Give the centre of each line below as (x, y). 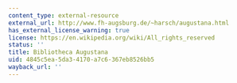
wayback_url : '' (35, 67)
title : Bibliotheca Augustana (58, 52)
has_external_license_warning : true (69, 30)
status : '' (26, 45)
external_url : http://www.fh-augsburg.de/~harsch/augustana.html (118, 23)
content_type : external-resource (64, 15)
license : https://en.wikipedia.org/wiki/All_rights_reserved (112, 38)
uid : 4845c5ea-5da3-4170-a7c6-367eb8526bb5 (82, 60)
